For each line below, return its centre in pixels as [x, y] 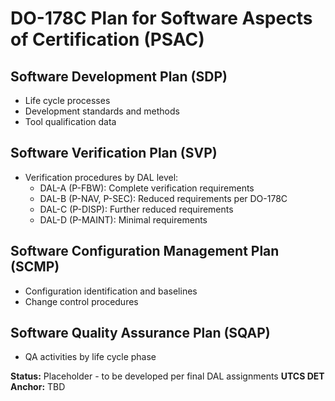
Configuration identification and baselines [111, 291]
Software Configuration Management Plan [145, 251]
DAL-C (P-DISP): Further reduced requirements [136, 209]
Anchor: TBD [38, 387]
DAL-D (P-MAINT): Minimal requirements [123, 219]
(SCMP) [35, 267]
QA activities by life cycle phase [90, 357]
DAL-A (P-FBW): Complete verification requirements [147, 188]
